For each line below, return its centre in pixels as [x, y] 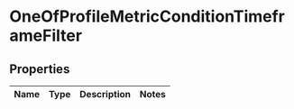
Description [105, 94]
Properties [40, 69]
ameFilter [46, 36]
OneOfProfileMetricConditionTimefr [147, 17]
